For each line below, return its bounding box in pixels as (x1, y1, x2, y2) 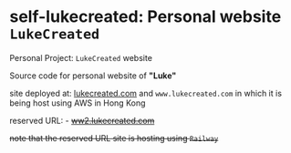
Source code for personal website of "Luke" (9, 70, 177, 81)
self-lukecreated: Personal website (9, 6, 282, 27)
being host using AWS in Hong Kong (9, 97, 146, 108)
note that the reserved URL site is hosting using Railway (9, 132, 219, 143)
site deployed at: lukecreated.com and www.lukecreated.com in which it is (9, 87, 283, 98)
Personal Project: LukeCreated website (9, 52, 153, 63)
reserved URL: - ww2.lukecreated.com (9, 115, 155, 126)
